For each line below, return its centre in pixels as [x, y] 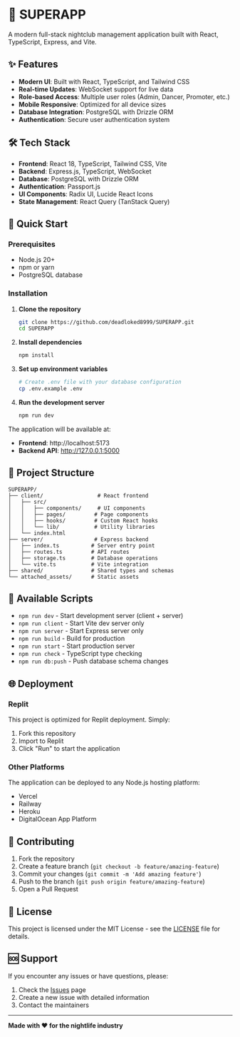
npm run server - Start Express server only [81, 631]
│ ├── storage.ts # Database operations [83, 558]
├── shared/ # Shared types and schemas [91, 570]
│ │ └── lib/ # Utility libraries [82, 527]
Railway [30, 804]
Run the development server [62, 402]
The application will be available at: [59, 429]
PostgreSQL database [51, 275]
